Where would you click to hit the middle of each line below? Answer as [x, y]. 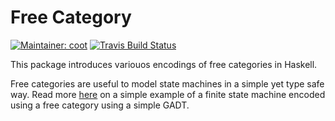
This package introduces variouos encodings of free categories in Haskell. [164, 64]
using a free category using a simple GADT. [100, 105]
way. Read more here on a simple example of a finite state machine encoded [168, 94]
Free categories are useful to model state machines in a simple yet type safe [167, 83]
